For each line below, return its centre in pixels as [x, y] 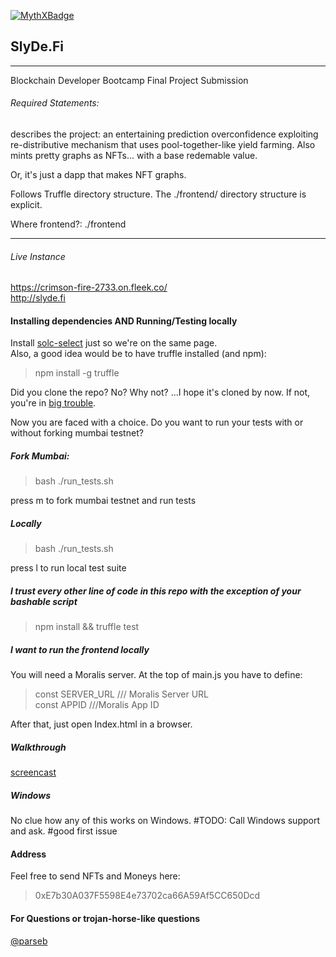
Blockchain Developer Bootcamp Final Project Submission [129, 80]
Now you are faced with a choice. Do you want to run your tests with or [157, 422]
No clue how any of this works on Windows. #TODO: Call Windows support [165, 821]
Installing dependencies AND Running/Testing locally [124, 321]
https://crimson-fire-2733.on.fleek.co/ [89, 287]
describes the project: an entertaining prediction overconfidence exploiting [164, 134]
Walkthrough [38, 747]
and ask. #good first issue [64, 831]
